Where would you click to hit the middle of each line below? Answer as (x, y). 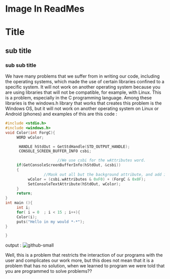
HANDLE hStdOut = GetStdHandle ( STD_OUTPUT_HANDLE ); (74, 147)
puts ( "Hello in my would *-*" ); (51, 222)
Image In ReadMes (45, 9)
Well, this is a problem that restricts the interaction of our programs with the (84, 255)
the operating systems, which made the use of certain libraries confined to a (85, 82)
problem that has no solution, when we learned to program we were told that (85, 266)
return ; (25, 193)
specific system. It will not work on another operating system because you (83, 87)
